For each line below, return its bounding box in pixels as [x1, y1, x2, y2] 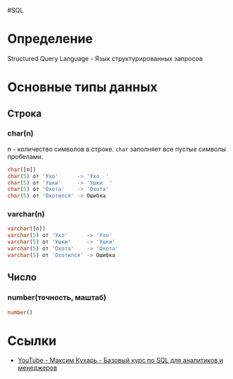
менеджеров [17, 363, 57, 372]
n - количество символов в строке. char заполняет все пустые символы [7, 145, 227, 153]
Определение [7, 31, 93, 47]
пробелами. [7, 152, 44, 160]
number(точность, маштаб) [7, 292, 107, 302]
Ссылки [7, 333, 57, 348]
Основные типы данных [7, 79, 158, 95]
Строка [7, 107, 42, 119]
